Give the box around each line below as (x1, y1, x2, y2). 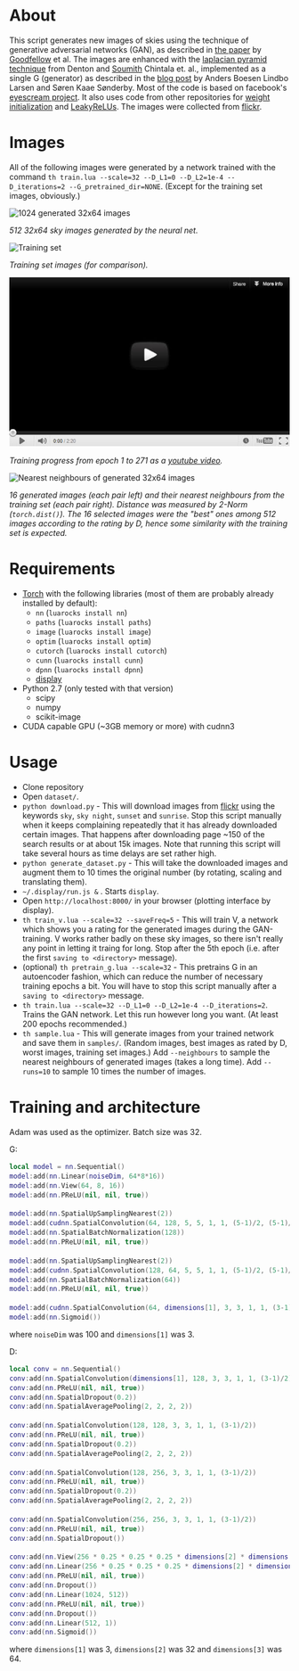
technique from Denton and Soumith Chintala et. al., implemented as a (9, 63, 267, 74)
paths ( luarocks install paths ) (35, 617, 152, 628)
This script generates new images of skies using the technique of (9, 35, 249, 45)
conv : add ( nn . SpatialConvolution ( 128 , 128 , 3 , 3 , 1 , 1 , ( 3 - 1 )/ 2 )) (9, 1421, 257, 1430)
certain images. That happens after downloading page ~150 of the (21, 829, 265, 840)
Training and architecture (9, 1098, 201, 1117)
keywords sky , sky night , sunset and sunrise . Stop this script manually (21, 811, 282, 821)
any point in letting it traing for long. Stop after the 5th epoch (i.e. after (21, 943, 280, 954)
